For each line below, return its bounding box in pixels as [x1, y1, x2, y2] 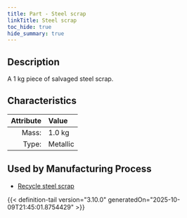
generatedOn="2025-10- [108, 195, 181, 204]
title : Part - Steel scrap [7, 10, 86, 18]
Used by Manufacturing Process [7, 163, 153, 175]
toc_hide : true [7, 23, 52, 30]
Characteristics [7, 95, 77, 107]
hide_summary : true [7, 30, 65, 37]
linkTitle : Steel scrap [7, 17, 77, 24]
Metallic [48, 139, 75, 148]
